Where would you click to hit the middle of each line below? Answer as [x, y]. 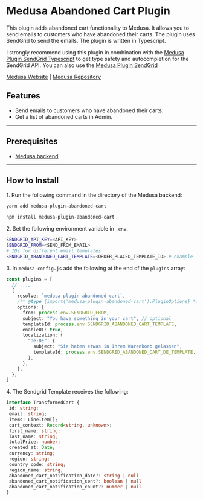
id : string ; [24, 409]
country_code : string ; [37, 464]
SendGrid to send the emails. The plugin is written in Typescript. [86, 40]
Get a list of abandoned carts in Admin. [64, 116]
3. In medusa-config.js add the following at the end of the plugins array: [96, 268]
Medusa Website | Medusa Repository [54, 77]
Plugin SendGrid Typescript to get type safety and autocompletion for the [98, 59]
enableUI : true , [43, 330]
